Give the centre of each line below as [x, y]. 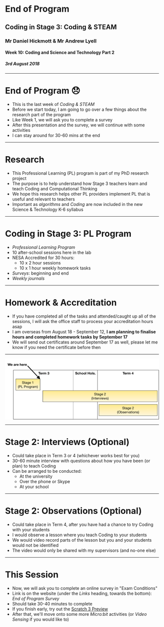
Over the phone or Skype [45, 481]
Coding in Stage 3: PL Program [68, 234]
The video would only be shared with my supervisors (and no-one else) [84, 550]
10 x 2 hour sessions [40, 263]
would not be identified [35, 545]
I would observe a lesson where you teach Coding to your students [80, 535]
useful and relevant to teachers [43, 199]
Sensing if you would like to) [41, 619]
